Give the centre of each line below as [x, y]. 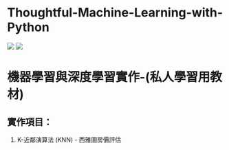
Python [28, 27]
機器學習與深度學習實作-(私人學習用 [109, 77]
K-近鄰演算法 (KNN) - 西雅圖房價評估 [69, 140]
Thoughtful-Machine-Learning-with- [115, 13]
